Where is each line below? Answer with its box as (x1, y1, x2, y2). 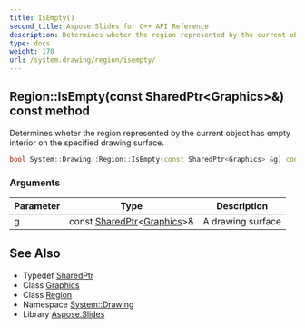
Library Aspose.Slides (22, 308, 105, 319)
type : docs (9, 38, 51, 48)
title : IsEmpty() (9, 13, 75, 23)
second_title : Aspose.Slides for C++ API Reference (9, 22, 209, 31)
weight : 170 (9, 47, 54, 56)
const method (9, 104, 91, 119)
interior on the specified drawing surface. (9, 137, 165, 148)
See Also (9, 246, 61, 262)
